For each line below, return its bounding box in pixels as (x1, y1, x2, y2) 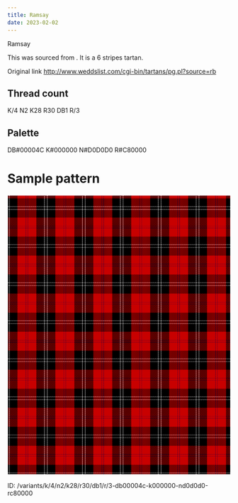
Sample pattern (7, 171, 101, 187)
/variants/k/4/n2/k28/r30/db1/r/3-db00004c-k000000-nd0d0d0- (16, 482, 209, 490)
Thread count (7, 87, 69, 99)
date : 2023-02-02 (7, 18, 59, 26)
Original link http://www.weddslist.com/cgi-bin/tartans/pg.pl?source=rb (7, 67, 217, 75)
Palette (7, 126, 40, 139)
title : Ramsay (7, 11, 50, 18)
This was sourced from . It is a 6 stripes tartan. (7, 53, 144, 62)
